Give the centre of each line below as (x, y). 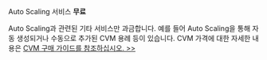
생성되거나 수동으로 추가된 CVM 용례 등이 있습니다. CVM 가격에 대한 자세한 (133, 38)
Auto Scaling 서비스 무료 (47, 11)
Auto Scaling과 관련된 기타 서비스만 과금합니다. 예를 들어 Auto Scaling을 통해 (130, 28)
